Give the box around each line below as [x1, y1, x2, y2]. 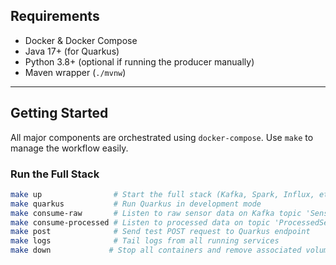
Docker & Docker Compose [24, 34, 138, 46]
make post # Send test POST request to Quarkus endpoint [10, 227, 311, 237]
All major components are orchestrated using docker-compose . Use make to [10, 131, 314, 143]
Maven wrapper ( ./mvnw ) [24, 66, 127, 78]
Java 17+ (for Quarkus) [24, 45, 120, 57]
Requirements [10, 8, 100, 25]
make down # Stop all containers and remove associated [10, 245, 302, 256]
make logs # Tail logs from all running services [10, 236, 280, 246]
